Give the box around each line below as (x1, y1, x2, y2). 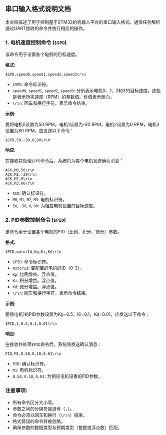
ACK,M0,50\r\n (5, 168, 35, 173)
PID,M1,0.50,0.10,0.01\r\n (5, 351, 61, 356)
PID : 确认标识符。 (12, 361, 48, 367)
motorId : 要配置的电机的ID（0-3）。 (12, 265, 84, 271)
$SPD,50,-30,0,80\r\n (5, 138, 50, 143)
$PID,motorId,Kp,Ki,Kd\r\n (5, 249, 61, 254)
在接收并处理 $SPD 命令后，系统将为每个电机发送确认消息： (5, 158, 124, 164)
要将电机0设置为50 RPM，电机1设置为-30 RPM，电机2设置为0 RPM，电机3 (5, 122, 160, 128)
